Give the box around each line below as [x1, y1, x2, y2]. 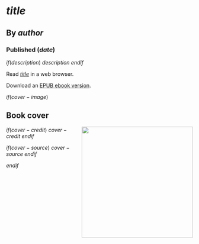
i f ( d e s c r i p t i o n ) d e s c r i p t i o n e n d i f [6, 59, 84, 66]
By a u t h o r [6, 28, 44, 38]
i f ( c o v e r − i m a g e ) [6, 93, 49, 100]
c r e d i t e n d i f [6, 132, 34, 140]
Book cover [6, 111, 49, 121]
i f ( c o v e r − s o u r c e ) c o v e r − [6, 144, 70, 151]
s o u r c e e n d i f [6, 150, 37, 158]
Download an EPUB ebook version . [6, 82, 91, 89]
